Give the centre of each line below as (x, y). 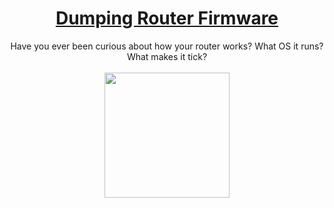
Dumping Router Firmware (167, 18)
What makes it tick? (167, 56)
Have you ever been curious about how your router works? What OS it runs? (167, 46)
